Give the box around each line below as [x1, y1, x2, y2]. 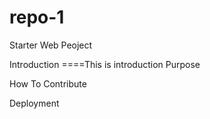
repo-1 [9, 6, 65, 29]
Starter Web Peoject [9, 39, 93, 51]
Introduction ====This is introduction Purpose [9, 58, 201, 70]
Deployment [9, 97, 60, 109]
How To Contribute [9, 77, 87, 90]
